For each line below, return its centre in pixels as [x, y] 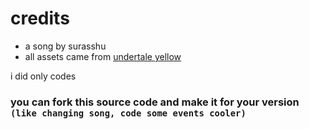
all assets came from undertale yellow [103, 56]
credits [40, 18]
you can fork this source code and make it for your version [155, 102]
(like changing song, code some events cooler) [128, 113]
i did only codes [43, 76]
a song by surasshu [65, 46]
